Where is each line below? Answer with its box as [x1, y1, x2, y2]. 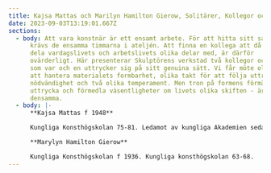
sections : [8, 27, 42, 35]
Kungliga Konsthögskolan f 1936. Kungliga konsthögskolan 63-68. [29, 152, 254, 161]
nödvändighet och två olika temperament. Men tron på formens [29, 79, 244, 87]
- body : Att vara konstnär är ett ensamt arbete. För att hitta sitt [15, 34, 254, 43]
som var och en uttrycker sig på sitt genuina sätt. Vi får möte [29, 64, 254, 72]
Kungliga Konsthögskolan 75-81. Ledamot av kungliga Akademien [29, 124, 248, 132]
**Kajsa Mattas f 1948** [29, 109, 114, 117]
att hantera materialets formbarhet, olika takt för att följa [29, 72, 248, 80]
